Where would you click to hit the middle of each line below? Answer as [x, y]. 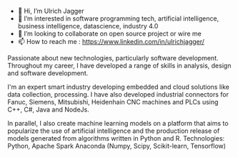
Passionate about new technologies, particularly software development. [113, 58]
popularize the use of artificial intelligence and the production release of [114, 131]
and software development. [48, 73]
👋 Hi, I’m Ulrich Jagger [51, 11]
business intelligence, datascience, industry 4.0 [88, 26]
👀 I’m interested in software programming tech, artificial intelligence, [118, 18]
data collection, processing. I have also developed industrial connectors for [118, 94]
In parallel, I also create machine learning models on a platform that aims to [118, 123]
